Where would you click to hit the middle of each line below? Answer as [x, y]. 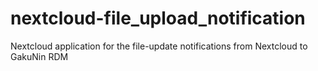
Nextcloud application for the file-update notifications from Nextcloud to [159, 46]
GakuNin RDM [39, 56]
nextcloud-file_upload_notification [158, 18]
